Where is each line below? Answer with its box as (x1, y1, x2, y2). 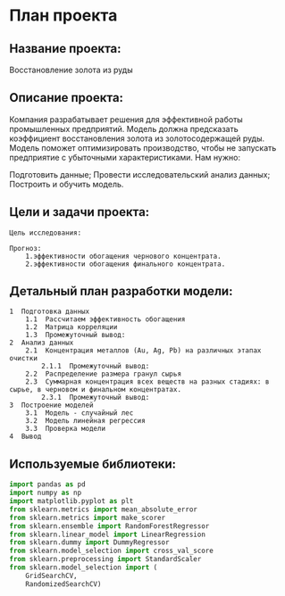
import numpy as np (9, 488, 82, 498)
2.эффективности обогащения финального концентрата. (25, 260, 226, 269)
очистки (9, 354, 38, 363)
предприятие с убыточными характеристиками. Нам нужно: (9, 152, 241, 162)
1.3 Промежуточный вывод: (25, 331, 126, 340)
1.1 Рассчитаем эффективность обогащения (25, 315, 186, 324)
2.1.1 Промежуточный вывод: (41, 362, 150, 371)
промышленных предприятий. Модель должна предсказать (9, 123, 239, 134)
